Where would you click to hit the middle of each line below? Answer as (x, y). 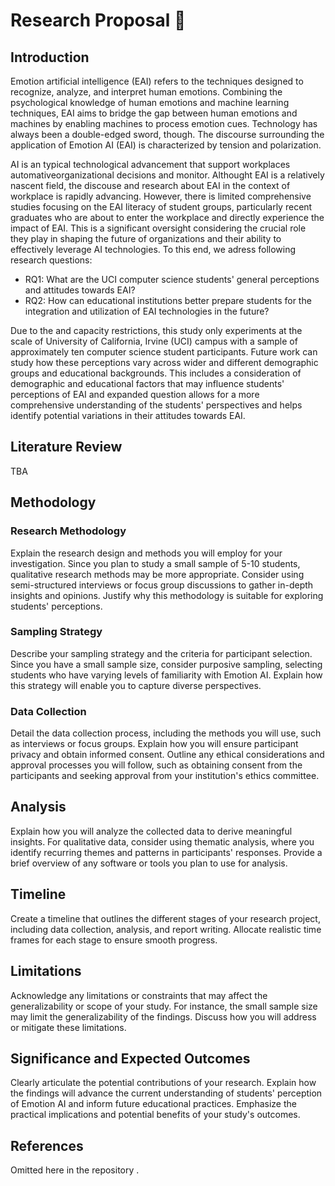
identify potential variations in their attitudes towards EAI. (128, 415)
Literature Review (66, 447)
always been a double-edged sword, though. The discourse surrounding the (167, 134)
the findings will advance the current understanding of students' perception (166, 1093)
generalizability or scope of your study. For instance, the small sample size (164, 1006)
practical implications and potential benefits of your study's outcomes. (155, 1115)
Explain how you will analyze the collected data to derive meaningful (151, 831)
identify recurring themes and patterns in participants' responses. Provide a (166, 852)
